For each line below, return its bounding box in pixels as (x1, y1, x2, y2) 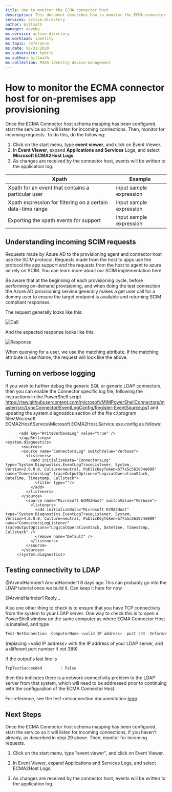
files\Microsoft (5, 415, 36, 421)
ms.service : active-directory (5, 31, 70, 36)
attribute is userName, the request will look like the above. (5, 354, 128, 360)
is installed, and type (5, 621, 49, 627)
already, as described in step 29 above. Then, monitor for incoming (5, 735, 147, 741)
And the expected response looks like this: (5, 329, 95, 335)
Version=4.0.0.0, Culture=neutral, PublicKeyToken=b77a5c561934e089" (5, 516, 157, 521)
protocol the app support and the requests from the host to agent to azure (5, 262, 162, 268)
